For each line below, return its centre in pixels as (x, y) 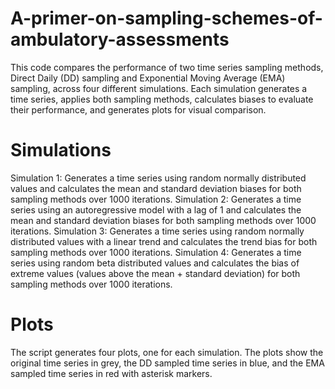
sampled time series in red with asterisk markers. (111, 373)
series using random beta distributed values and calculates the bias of (155, 263)
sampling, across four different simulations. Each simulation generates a (159, 88)
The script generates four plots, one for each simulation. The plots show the (167, 352)
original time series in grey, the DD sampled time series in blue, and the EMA (167, 363)
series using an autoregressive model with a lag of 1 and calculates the (156, 209)
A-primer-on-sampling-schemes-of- (166, 18)
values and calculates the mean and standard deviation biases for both (156, 188)
